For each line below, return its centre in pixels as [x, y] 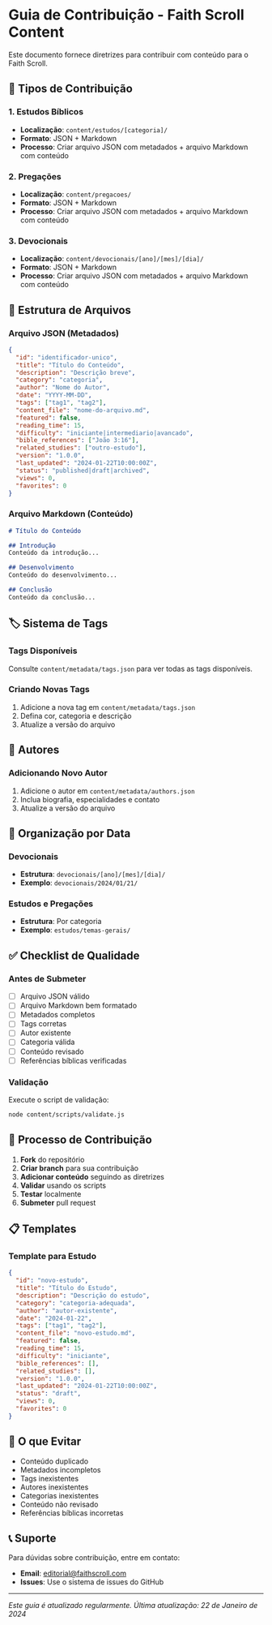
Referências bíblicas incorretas [72, 1513]
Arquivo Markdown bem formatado [79, 1006]
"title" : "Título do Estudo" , [66, 1288]
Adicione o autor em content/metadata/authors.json [108, 791]
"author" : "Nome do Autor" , [63, 388]
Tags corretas [43, 1024]
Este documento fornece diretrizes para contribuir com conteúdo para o [129, 54]
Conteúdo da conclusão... [52, 597]
